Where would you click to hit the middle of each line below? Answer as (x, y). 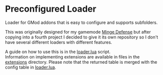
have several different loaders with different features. (59, 42)
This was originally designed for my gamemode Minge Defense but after (78, 32)
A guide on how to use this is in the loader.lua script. (58, 52)
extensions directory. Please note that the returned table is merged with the (81, 62)
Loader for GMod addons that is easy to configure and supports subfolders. (81, 22)
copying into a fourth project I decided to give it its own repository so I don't (81, 37)
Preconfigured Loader (51, 9)
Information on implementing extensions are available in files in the (72, 56)
